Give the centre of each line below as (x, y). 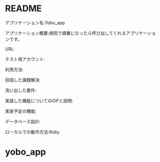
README (23, 9)
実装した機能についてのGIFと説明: (39, 100)
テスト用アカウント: (25, 59)
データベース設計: (23, 121)
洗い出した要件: (21, 90)
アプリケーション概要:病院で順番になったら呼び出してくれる (66, 33)
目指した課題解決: (23, 80)
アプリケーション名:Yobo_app (35, 23)
